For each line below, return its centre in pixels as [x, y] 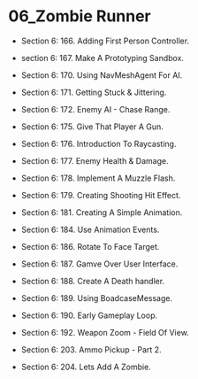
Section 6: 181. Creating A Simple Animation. [102, 212]
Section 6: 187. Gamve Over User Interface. [99, 264]
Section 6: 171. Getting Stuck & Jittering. [94, 92]
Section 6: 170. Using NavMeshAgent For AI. [102, 75]
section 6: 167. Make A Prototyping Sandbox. [103, 58]
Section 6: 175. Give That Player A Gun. [92, 127]
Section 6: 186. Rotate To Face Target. [90, 246]
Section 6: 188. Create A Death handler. [93, 281]
